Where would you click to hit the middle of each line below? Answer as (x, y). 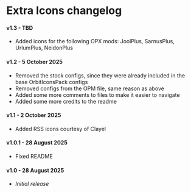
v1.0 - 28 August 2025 (35, 170)
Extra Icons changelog (64, 11)
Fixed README (34, 156)
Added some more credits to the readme (66, 101)
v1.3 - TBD (20, 27)
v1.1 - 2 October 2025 (34, 115)
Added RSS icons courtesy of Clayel (61, 129)
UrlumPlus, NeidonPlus (44, 48)
